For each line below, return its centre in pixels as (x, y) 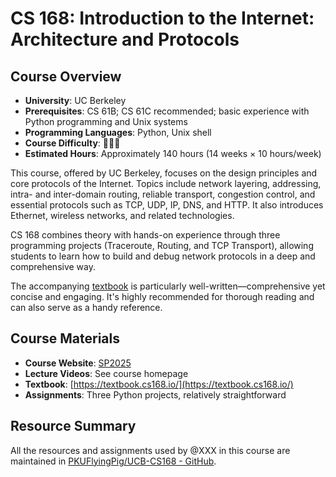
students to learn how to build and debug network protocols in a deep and (163, 256)
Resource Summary (73, 426)
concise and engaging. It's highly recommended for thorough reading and (162, 296)
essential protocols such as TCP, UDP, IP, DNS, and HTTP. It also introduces (167, 205)
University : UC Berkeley (75, 100)
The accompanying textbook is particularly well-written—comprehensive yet (168, 286)
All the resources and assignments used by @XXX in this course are (150, 450)
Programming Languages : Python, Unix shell (118, 132)
